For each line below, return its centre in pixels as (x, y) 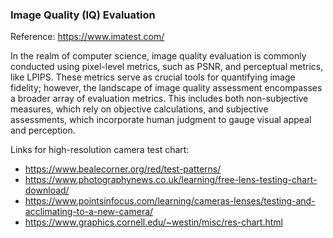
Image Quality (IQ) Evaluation (83, 15)
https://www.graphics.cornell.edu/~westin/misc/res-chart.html (153, 222)
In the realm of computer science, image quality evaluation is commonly (158, 56)
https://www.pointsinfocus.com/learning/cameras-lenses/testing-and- (170, 201)
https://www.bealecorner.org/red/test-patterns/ (123, 169)
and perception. (43, 130)
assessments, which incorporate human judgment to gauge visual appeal (161, 120)
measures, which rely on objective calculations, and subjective (139, 109)
